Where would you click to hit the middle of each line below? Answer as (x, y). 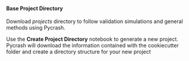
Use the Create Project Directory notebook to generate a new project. (92, 39)
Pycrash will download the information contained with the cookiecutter (93, 46)
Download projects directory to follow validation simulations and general (94, 21)
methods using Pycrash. (36, 28)
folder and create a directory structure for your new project (79, 52)
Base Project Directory (35, 8)
